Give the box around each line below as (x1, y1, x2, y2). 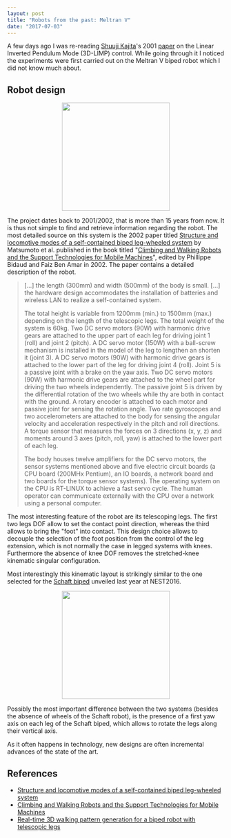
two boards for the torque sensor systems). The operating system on (23, 477, 221, 485)
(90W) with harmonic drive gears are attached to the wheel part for (23, 375, 216, 384)
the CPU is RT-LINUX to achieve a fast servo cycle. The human (23, 485, 203, 493)
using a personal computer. (23, 499, 102, 508)
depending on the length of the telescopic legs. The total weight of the (23, 317, 225, 325)
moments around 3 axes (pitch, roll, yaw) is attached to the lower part (23, 434, 222, 443)
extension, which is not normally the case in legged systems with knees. (7, 542, 212, 550)
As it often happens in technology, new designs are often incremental (7, 741, 205, 749)
